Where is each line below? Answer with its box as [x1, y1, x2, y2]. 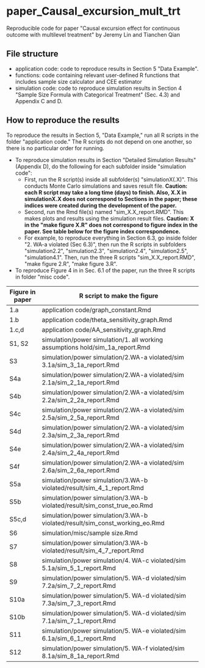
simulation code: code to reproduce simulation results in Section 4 [15, 84, 182, 92]
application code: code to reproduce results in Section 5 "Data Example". [15, 65, 199, 72]
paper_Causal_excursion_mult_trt [6, 4, 181, 18]
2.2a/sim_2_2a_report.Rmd [41, 395, 120, 404]
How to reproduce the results [6, 115, 120, 126]
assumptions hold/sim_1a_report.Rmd [41, 343, 151, 351]
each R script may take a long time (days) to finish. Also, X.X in [24, 188, 187, 196]
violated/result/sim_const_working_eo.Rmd [41, 518, 165, 527]
